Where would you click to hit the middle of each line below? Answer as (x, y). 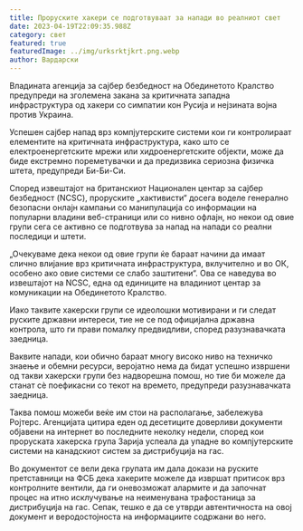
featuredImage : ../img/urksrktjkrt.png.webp (95, 52)
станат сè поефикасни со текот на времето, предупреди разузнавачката (150, 385)
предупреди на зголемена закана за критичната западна (120, 95)
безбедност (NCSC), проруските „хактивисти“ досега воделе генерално (149, 198)
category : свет (38, 34)
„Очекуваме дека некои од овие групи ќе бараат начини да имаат (137, 254)
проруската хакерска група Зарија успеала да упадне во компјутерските (151, 441)
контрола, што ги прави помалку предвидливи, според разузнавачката (148, 329)
